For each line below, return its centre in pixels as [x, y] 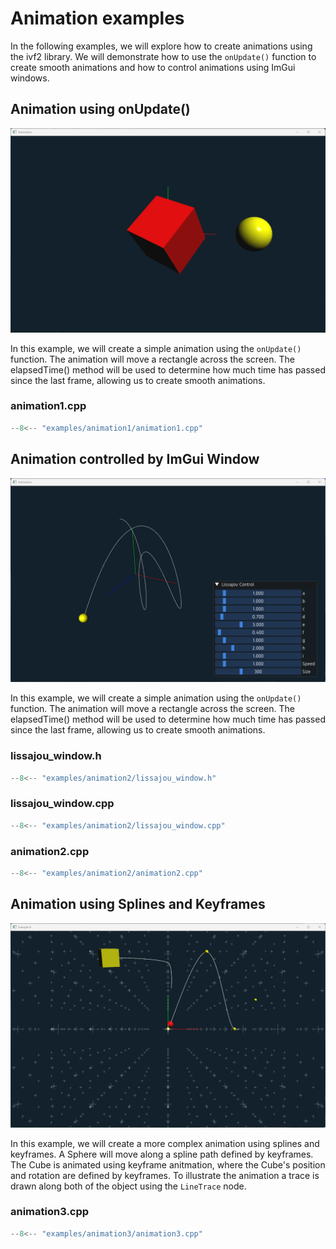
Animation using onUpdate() [100, 109]
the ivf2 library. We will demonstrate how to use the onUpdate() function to [163, 56]
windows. [30, 78]
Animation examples [97, 18]
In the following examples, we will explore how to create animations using [161, 46]
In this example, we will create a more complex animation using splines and [165, 1143]
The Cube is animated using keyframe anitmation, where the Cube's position [168, 1164]
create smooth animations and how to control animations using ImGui [153, 67]
